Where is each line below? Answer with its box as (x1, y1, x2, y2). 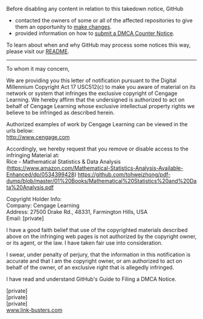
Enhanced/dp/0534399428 (6, 171, 75, 178)
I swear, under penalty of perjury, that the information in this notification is (6, 251, 191, 258)
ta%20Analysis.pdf (6, 184, 54, 191)
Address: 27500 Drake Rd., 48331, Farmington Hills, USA (6, 208, 148, 215)
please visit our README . (6, 48, 69, 55)
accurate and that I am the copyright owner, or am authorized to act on (6, 257, 182, 265)
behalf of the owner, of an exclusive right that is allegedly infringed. (6, 264, 174, 271)
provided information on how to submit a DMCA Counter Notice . (14, 30, 175, 37)
